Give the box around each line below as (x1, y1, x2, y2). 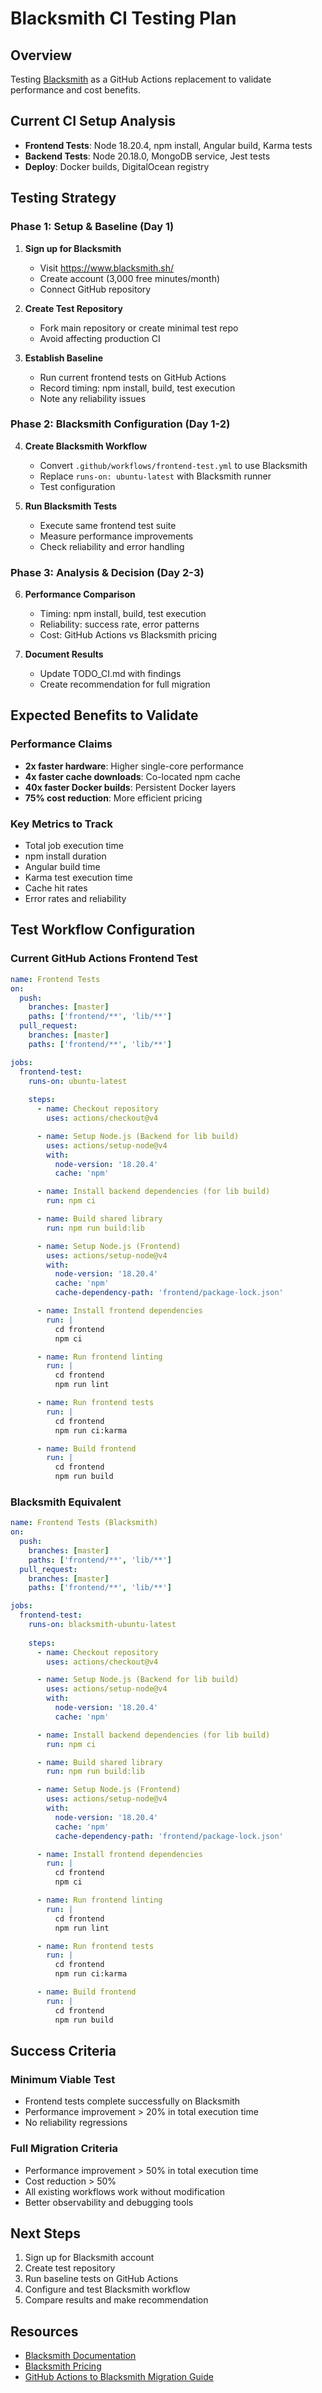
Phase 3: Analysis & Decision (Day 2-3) (10, 565, 205, 579)
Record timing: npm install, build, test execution (39, 382, 236, 394)
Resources (10, 2323, 79, 2340)
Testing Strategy (10, 190, 117, 207)
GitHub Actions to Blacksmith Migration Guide (24, 2371, 214, 2383)
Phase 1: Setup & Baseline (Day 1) (10, 220, 175, 234)
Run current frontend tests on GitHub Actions (39, 371, 227, 383)
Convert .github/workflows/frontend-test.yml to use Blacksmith (39, 459, 308, 471)
